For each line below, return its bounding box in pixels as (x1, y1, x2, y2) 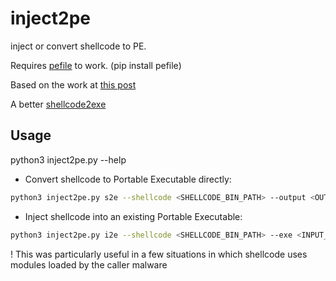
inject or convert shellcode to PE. (10, 40, 147, 52)
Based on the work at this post (10, 78, 137, 91)
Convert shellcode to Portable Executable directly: (24, 173, 232, 185)
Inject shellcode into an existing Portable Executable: (24, 210, 243, 222)
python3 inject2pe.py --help (10, 153, 127, 166)
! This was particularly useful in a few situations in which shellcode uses (10, 248, 308, 260)
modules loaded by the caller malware (10, 258, 168, 271)
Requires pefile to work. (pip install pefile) (10, 59, 182, 71)
